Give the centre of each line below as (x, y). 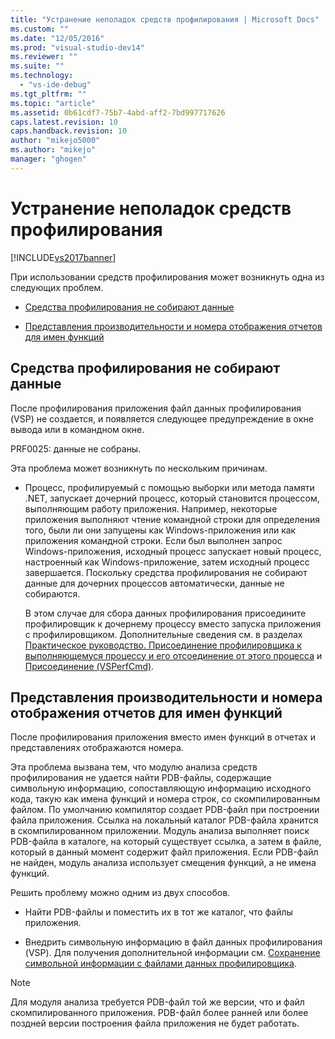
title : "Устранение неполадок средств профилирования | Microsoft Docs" (165, 19)
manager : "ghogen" (48, 159)
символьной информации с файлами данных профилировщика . (160, 963)
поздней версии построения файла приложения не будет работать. (155, 1023)
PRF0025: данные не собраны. (76, 448)
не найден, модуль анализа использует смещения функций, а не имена (163, 863)
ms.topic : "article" (53, 103)
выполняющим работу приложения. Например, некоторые (151, 508)
